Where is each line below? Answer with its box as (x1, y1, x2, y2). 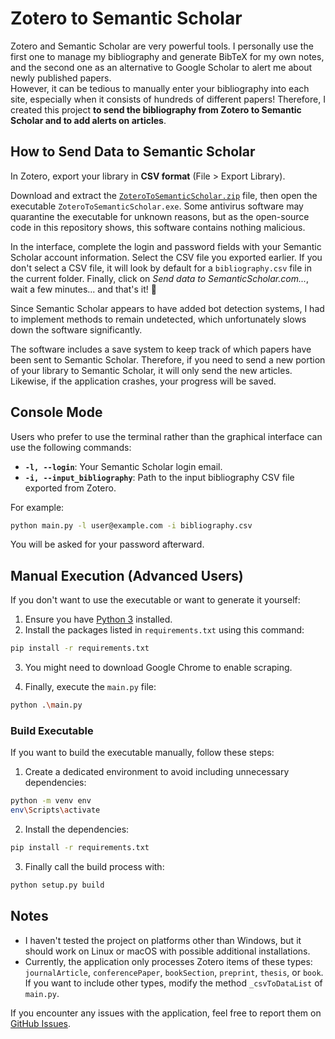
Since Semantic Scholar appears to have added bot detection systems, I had (10, 302, 325, 314)
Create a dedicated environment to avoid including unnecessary (24, 766, 290, 778)
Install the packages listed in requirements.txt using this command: (24, 624, 305, 636)
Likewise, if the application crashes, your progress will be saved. (10, 375, 277, 387)
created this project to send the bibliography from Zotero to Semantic (10, 103, 302, 116)
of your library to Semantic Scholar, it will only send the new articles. (10, 364, 293, 376)
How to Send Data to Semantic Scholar (10, 143, 256, 161)
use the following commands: (10, 441, 132, 453)
